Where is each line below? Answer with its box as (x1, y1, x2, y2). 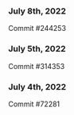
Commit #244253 (8, 24, 66, 33)
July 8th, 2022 (8, 6, 66, 17)
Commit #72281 (8, 99, 60, 109)
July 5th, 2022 (8, 44, 66, 55)
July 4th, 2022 (8, 81, 67, 92)
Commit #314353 (8, 61, 65, 71)
